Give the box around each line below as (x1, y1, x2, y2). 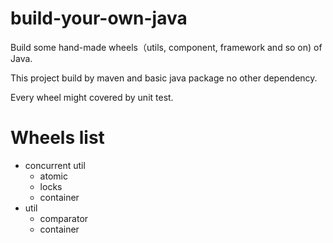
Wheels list (10, 127, 105, 149)
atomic (39, 170, 68, 182)
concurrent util (24, 159, 86, 171)
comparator (39, 212, 89, 224)
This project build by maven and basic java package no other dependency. (10, 72, 318, 84)
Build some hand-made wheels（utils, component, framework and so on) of (10, 41, 323, 53)
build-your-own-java (10, 7, 188, 30)
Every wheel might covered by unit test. (10, 91, 174, 103)
